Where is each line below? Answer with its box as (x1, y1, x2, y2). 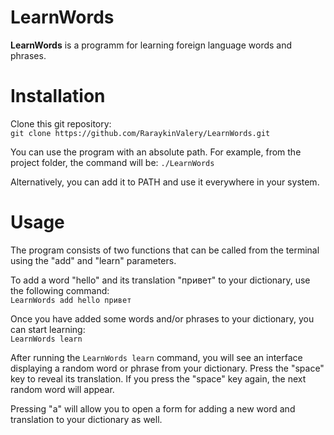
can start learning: (10, 323, 86, 335)
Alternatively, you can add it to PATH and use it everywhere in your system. (10, 176, 320, 188)
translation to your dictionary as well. (10, 413, 163, 425)
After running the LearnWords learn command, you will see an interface (10, 351, 303, 363)
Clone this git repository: (10, 117, 112, 130)
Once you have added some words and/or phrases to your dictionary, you (10, 312, 315, 325)
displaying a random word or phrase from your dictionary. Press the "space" (10, 362, 325, 374)
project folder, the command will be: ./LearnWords (10, 156, 215, 168)
